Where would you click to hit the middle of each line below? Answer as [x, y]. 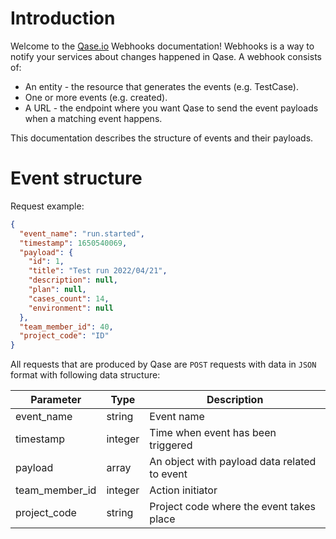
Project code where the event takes [233, 507]
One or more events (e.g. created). [96, 97]
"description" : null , [73, 280]
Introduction [63, 18]
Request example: [47, 206]
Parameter [56, 400]
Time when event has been [213, 433]
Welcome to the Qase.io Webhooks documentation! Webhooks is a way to [162, 46]
